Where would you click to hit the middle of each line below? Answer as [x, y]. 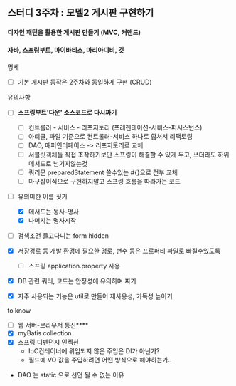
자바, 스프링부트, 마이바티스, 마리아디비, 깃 [66, 50]
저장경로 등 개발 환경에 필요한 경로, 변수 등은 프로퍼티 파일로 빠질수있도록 [119, 251]
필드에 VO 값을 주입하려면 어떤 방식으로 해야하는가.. [100, 360]
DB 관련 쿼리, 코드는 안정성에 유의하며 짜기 [77, 281]
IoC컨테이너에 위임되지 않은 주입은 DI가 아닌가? [94, 351]
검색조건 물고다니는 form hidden [63, 235]
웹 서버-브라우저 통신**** [53, 325]
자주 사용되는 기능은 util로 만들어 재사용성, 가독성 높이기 [95, 296]
